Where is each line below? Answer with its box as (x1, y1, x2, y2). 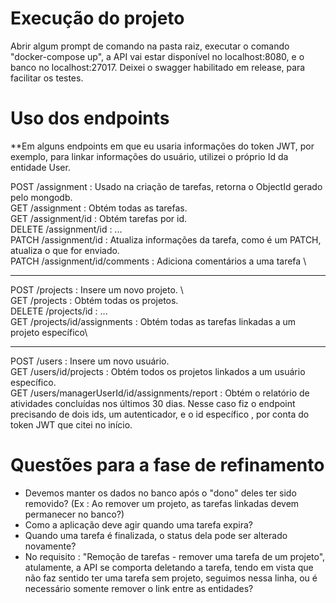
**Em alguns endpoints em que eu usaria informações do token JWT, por (10, 140, 315, 152)
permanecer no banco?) (24, 508, 125, 520)
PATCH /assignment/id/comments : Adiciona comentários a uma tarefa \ (10, 255, 307, 267)
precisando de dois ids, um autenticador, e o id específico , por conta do (10, 408, 310, 420)
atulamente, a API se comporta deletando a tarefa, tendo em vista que (24, 561, 314, 573)
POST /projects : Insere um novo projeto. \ (10, 283, 184, 296)
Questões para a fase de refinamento (10, 454, 325, 477)
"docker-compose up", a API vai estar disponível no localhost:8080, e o (10, 50, 305, 62)
